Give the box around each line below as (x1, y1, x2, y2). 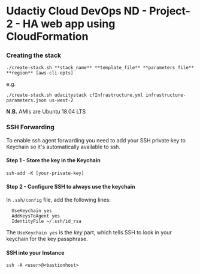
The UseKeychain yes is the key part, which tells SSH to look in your (6, 229, 172, 236)
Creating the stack (6, 51, 62, 59)
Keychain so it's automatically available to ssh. (6, 143, 121, 150)
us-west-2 (49, 97, 74, 103)
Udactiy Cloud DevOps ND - (6, 4, 147, 18)
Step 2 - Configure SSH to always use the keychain (6, 183, 136, 190)
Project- (149, 4, 190, 18)
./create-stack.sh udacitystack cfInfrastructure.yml (6, 92, 144, 99)
